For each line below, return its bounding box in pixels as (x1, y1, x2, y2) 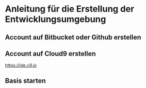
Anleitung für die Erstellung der (5, 3, 134, 15)
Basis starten (5, 76, 46, 85)
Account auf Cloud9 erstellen (5, 50, 96, 58)
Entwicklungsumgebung (5, 14, 106, 25)
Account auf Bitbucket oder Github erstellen (5, 33, 142, 41)
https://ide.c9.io (5, 62, 37, 69)
